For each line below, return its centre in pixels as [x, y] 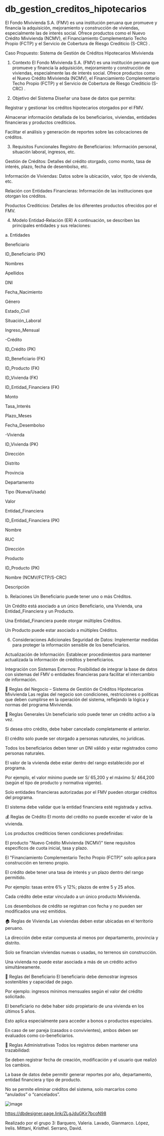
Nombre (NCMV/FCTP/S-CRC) [36, 577]
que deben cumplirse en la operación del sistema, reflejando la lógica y [77, 699]
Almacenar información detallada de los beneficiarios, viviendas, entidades [81, 117]
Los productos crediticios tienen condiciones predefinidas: [64, 833]
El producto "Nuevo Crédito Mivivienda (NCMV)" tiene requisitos [70, 842]
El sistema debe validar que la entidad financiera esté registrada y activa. [79, 807]
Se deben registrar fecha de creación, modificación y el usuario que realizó [81, 1059]
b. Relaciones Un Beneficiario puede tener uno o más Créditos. [69, 596]
